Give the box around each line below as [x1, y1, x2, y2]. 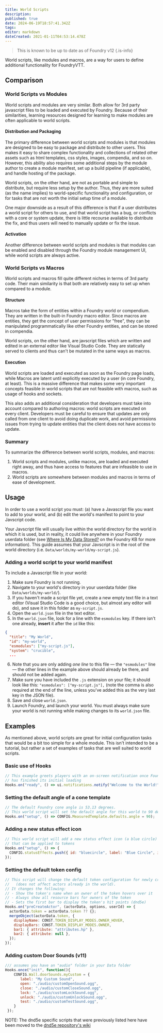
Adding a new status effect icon [5, 825, 81, 832]
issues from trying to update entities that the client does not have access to [5, 421, 156, 427]
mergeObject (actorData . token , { [9, 913, 75, 918]
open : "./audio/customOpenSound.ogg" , [20, 981, 98, 986]
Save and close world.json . [12, 698, 67, 703]
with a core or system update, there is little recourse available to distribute [5, 215, 153, 221]
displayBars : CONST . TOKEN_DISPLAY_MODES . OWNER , [14, 922, 112, 928]
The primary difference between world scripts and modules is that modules [5, 139, 156, 145]
